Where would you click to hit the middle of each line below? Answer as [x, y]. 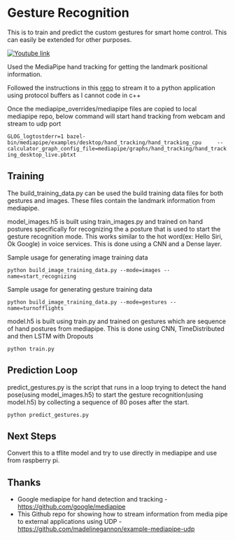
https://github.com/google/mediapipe [71, 507]
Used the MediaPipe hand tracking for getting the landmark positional [107, 66]
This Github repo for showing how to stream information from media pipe [122, 514]
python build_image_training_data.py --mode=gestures [87, 302]
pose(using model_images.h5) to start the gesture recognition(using [105, 395]
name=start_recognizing [42, 276]
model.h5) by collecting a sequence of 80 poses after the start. [98, 402]
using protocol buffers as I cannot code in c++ [74, 95]
